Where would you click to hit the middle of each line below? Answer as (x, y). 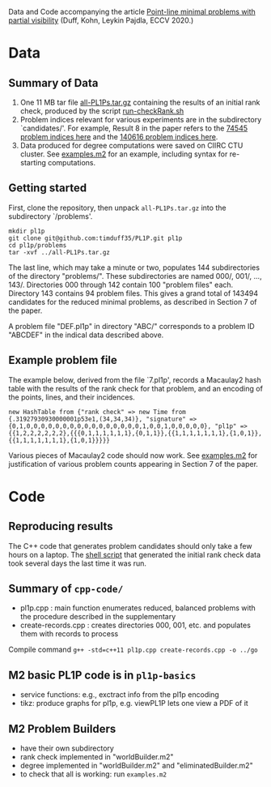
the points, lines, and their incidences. (72, 397)
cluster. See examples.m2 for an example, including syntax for (124, 154)
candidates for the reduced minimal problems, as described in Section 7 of (133, 302)
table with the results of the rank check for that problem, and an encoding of (135, 388)
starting (33, 163)
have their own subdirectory (67, 748)
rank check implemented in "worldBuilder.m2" (97, 757)
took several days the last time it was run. (78, 563)
